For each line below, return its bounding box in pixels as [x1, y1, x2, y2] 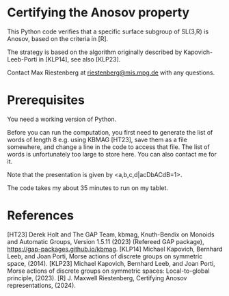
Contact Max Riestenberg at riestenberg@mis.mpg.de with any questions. [7, 68, 215, 77]
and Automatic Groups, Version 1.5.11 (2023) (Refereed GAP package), [7, 237, 205, 245]
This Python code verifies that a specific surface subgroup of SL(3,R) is [7, 27, 209, 36]
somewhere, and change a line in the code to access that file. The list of [7, 142, 210, 151]
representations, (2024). [7, 281, 77, 289]
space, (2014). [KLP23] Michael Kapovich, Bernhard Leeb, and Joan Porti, [7, 259, 215, 267]
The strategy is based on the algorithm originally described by [7, 48, 183, 56]
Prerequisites [7, 92, 85, 108]
